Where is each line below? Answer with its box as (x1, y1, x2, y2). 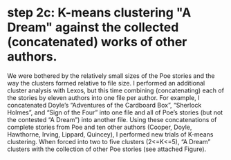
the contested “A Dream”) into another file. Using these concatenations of (7, 115, 217, 123)
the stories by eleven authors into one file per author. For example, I (7, 93, 200, 101)
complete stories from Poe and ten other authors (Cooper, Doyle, (7, 123, 192, 131)
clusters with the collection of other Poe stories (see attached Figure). (7, 145, 207, 153)
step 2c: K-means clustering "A (7, 5, 192, 21)
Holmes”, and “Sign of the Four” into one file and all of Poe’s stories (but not (7, 108, 223, 117)
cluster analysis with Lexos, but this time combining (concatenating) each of (7, 86, 225, 94)
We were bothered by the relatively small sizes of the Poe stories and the (7, 71, 215, 80)
